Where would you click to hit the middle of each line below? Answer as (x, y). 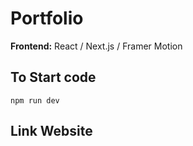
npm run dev (35, 100)
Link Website (51, 131)
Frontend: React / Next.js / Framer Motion (96, 46)
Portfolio (47, 18)
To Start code (53, 77)
